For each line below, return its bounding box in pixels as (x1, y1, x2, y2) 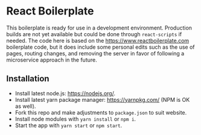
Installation (6, 74, 49, 84)
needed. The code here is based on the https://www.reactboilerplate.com (6, 37, 190, 44)
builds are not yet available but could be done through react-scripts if (6, 30, 182, 37)
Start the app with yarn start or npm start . (14, 122, 123, 129)
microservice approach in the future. (6, 56, 98, 63)
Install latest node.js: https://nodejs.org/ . (14, 89, 116, 97)
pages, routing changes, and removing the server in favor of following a (6, 49, 185, 57)
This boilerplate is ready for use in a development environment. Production (6, 24, 192, 31)
